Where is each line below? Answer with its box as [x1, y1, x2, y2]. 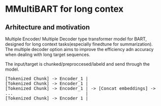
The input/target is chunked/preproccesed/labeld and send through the [5, 61, 150, 67]
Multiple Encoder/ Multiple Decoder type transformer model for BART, [5, 36, 147, 42]
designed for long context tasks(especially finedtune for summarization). [5, 41, 153, 47]
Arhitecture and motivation [5, 23, 90, 31]
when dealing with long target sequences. [5, 52, 90, 57]
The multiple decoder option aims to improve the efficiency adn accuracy [5, 47, 154, 52]
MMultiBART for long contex [5, 3, 124, 15]
